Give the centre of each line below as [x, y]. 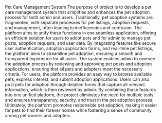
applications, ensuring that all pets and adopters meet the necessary [74, 69]
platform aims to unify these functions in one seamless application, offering [81, 33]
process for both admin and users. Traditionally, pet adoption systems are [79, 17]
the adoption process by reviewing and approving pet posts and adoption [79, 64]
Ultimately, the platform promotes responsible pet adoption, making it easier [81, 105]
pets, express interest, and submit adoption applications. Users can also [77, 79]
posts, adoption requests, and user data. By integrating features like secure [81, 43]
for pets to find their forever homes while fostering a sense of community [78, 110]
